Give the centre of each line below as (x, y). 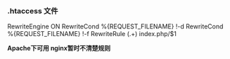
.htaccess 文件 (33, 10)
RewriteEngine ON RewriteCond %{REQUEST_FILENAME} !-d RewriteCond (115, 26)
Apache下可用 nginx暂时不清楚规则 (59, 48)
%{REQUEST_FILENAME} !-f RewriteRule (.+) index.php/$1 (92, 34)
